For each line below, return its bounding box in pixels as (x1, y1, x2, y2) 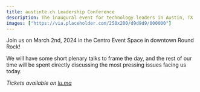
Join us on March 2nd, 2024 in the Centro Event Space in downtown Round (6, 37, 195, 44)
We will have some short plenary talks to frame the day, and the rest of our (6, 55, 192, 62)
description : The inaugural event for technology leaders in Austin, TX (6, 15, 193, 21)
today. (6, 68, 22, 75)
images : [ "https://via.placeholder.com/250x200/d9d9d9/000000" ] (6, 20, 172, 26)
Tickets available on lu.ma (6, 79, 72, 87)
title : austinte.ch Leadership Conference (6, 8, 115, 15)
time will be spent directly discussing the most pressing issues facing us (6, 61, 186, 68)
